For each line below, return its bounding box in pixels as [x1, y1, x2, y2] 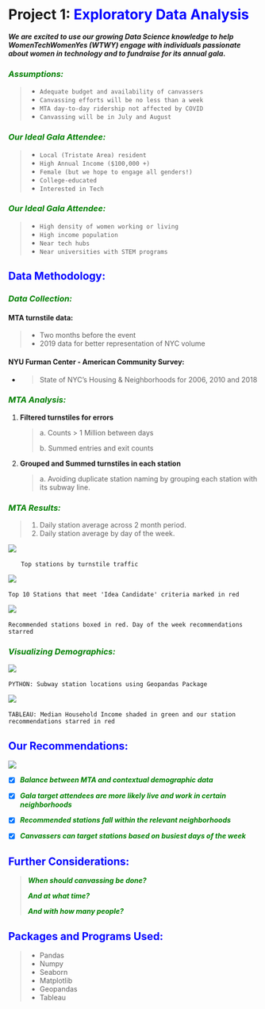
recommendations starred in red [8, 718, 115, 726]
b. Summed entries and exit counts [39, 443, 154, 453]
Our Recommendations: [8, 739, 129, 753]
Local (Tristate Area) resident [39, 151, 147, 159]
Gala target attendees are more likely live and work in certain [19, 791, 226, 800]
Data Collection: [8, 293, 73, 305]
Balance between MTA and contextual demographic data [19, 775, 213, 785]
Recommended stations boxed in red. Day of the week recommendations [8, 621, 244, 629]
